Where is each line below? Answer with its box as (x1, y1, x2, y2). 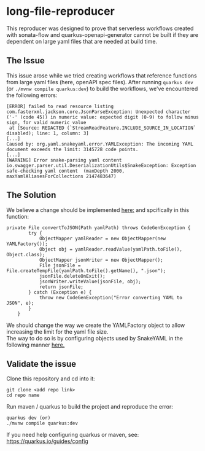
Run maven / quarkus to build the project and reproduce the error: (6, 403, 173, 410)
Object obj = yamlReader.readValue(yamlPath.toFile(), (39, 246, 183, 253)
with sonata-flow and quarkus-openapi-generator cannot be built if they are (6, 31, 198, 38)
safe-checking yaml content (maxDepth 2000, (6, 168, 125, 174)
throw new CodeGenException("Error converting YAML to (39, 294, 183, 300)
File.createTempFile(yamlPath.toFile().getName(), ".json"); (6, 267, 166, 274)
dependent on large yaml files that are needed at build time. (6, 37, 158, 45)
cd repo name (6, 392, 40, 399)
